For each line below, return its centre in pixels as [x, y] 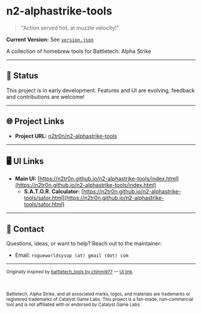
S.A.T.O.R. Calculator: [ [54, 192]
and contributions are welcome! [46, 96]
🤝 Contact [25, 229]
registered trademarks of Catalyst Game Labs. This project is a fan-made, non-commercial [100, 300]
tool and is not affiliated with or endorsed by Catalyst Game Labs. [74, 305]
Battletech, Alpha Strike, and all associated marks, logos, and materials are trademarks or [98, 294]
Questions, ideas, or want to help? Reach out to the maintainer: [84, 244]
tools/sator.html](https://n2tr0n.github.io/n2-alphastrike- [94, 198]
